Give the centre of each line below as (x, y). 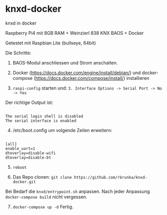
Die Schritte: (18, 53)
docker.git (24, 182)
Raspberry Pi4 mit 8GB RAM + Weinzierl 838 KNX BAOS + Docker (75, 33)
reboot (20, 167)
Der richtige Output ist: (29, 102)
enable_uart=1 (20, 148)
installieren (138, 78)
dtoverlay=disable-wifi (31, 153)
